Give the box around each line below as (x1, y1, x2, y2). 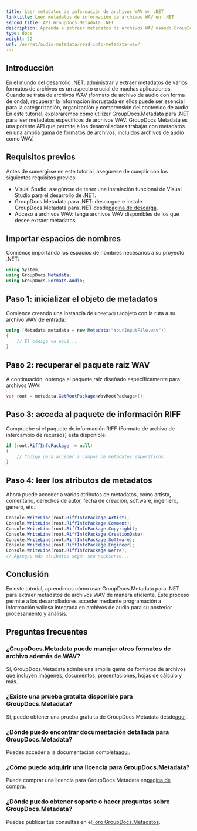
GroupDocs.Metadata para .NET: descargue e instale (14, 198, 142, 205)
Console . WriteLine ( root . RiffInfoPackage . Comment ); (6, 520, 133, 526)
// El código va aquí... (16, 338, 77, 344)
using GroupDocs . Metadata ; (6, 272, 72, 278)
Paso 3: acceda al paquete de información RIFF (6, 409, 181, 419)
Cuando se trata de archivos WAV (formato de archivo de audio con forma (6, 91, 185, 98)
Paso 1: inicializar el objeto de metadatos (6, 294, 158, 304)
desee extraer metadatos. (14, 216, 77, 223)
